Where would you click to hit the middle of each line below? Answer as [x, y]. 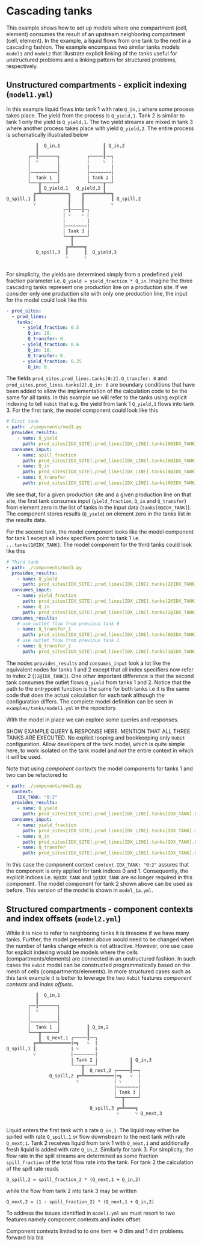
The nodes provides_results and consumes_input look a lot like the [88, 663]
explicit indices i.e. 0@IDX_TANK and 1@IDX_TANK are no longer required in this [99, 877]
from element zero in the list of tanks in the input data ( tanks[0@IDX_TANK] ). [99, 507]
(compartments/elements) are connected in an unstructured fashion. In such [101, 958]
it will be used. [24, 756]
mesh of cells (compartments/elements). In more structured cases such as [99, 971]
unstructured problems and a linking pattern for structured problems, [92, 60]
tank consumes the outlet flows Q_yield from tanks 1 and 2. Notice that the [99, 682]
